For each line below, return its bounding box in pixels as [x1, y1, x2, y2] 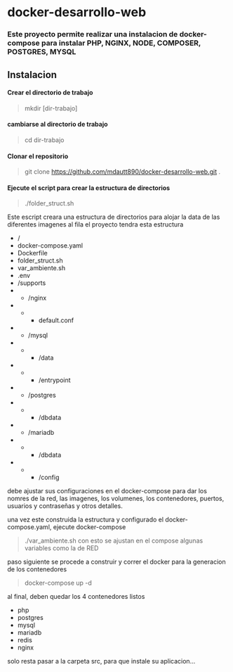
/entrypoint [38, 376, 72, 384]
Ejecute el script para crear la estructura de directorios [7, 184, 171, 192]
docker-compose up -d [24, 578, 93, 588]
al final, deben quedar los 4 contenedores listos [7, 592, 145, 601]
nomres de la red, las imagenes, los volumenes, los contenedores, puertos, [7, 494, 225, 503]
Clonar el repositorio [7, 152, 69, 160]
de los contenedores [7, 565, 67, 573]
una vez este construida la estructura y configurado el [7, 515, 164, 524]
